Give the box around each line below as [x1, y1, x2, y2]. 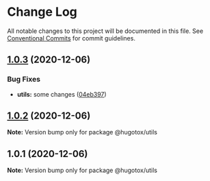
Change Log [7, 4, 77, 20]
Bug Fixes [7, 75, 41, 84]
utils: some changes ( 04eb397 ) [16, 90, 107, 98]
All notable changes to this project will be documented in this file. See [7, 27, 204, 35]
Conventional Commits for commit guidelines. [7, 34, 135, 42]
